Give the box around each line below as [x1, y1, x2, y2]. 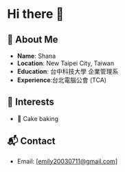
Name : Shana [16, 52, 56, 60]
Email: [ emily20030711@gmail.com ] [16, 157, 118, 165]
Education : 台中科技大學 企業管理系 [16, 67, 119, 75]
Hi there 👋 [7, 6, 64, 22]
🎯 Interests [7, 96, 55, 108]
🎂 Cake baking [16, 114, 58, 122]
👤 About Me [7, 34, 58, 45]
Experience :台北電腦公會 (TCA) [16, 76, 107, 84]
